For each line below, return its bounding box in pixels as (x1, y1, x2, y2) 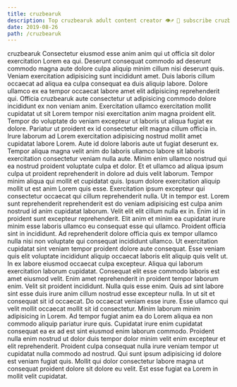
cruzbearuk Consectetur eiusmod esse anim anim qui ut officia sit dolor (7, 49, 215, 58)
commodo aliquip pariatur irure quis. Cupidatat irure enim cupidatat (7, 319, 203, 328)
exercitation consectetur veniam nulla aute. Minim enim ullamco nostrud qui (7, 155, 227, 163)
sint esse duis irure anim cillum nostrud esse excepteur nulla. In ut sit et (7, 290, 215, 298)
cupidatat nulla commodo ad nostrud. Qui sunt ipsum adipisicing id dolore (7, 350, 222, 358)
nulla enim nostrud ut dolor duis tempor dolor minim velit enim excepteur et (7, 335, 226, 343)
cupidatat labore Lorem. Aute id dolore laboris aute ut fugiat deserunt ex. (7, 139, 219, 148)
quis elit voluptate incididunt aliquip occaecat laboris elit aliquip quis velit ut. (7, 252, 229, 261)
